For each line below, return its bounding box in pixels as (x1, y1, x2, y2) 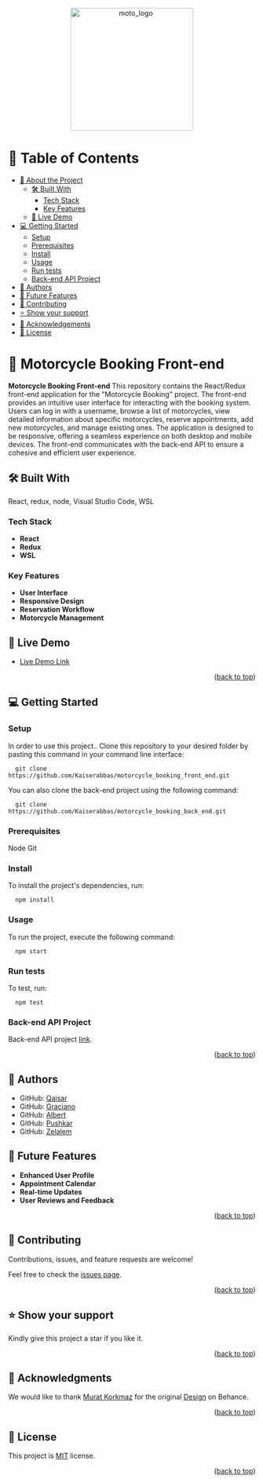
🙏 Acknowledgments (8, 1371, 112, 1385)
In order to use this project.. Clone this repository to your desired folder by (8, 741, 249, 751)
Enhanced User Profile (19, 1170, 95, 1180)
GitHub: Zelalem (19, 1127, 72, 1136)
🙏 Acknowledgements (19, 319, 91, 329)
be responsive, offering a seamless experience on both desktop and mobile (8, 431, 253, 440)
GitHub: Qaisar (19, 1093, 68, 1103)
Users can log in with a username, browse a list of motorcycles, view (8, 406, 231, 416)
